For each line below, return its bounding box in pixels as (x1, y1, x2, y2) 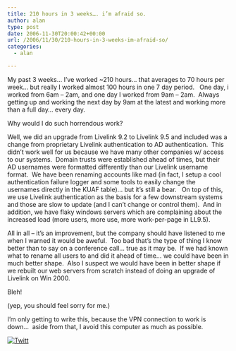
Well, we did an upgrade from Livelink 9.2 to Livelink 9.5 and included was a (7, 132, 228, 141)
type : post (7, 23, 39, 30)
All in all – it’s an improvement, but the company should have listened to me (7, 229, 225, 237)
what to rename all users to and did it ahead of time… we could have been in (7, 251, 229, 260)
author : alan (7, 17, 46, 24)
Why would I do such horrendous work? (7, 119, 123, 127)
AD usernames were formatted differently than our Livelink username (7, 162, 209, 171)
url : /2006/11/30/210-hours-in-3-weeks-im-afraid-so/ (7, 37, 169, 44)
